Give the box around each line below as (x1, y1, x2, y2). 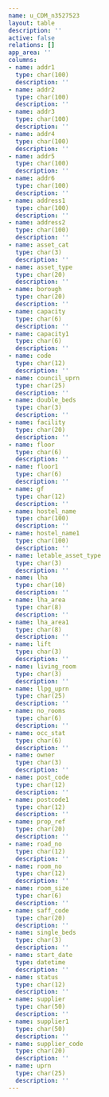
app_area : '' (8, 49, 52, 56)
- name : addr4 (8, 130, 56, 138)
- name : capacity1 (8, 329, 69, 338)
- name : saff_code (8, 906, 69, 915)
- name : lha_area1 (8, 618, 69, 626)
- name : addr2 (8, 85, 56, 94)
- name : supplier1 (8, 1017, 69, 1025)
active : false (8, 33, 56, 42)
